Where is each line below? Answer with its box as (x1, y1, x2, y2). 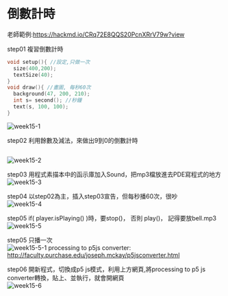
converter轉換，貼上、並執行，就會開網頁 (7, 273, 125, 282)
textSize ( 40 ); (13, 71, 53, 78)
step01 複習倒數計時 (7, 45, 64, 53)
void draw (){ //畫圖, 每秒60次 (7, 84, 91, 91)
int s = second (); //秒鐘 (13, 97, 82, 104)
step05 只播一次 (7, 236, 53, 244)
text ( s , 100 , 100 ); (13, 104, 69, 111)
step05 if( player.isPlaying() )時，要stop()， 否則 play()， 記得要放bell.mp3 (7, 214, 217, 222)
